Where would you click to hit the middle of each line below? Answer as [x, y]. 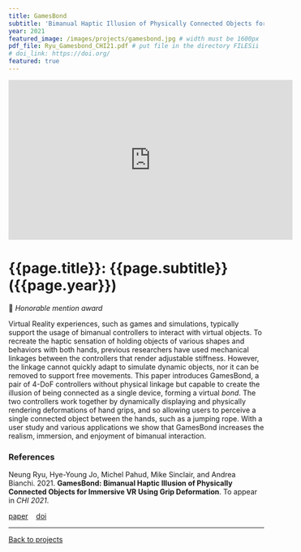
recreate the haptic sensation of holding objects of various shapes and [127, 341]
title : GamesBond [38, 16]
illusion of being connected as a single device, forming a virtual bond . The [132, 392]
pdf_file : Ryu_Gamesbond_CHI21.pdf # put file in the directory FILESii [134, 46]
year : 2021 [27, 31]
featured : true [34, 62]
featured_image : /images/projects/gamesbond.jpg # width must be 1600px [134, 39]
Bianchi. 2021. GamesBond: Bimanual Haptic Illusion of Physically [120, 483]
